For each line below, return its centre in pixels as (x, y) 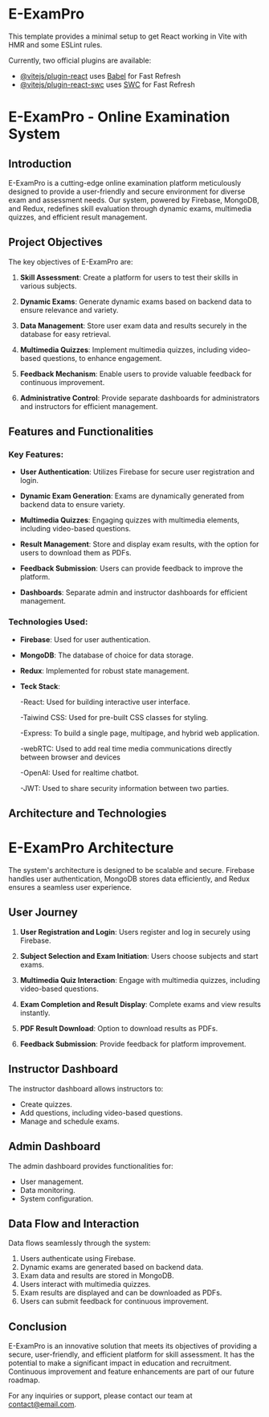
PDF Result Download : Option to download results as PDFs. (119, 1028)
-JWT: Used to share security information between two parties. (124, 788)
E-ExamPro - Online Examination (119, 117)
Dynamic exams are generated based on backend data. (111, 1268)
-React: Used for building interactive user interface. (105, 702)
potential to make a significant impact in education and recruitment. (120, 1363)
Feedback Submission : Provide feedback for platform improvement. (133, 1044)
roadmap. (24, 1380)
